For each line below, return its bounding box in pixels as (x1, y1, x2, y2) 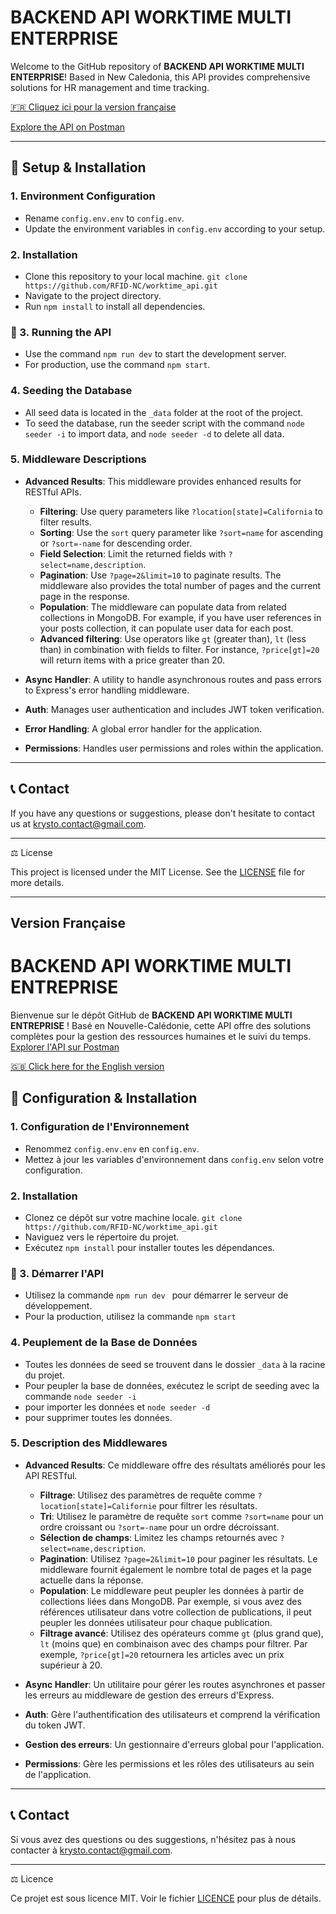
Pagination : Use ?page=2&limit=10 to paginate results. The (39, 569, 282, 581)
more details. (10, 876, 65, 888)
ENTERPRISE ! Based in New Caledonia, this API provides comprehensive (10, 71, 311, 83)
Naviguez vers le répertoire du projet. (24, 1231, 180, 1243)
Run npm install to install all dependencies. (24, 300, 206, 312)
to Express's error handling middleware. (24, 684, 190, 696)
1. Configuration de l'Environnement (10, 1120, 190, 1134)
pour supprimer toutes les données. (24, 1411, 173, 1423)
